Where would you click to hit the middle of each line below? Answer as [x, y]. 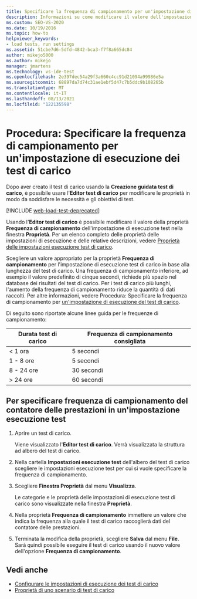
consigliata [130, 341]
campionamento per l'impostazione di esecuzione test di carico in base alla [98, 265]
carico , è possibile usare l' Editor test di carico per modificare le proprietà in [98, 193]
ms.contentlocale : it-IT [36, 93]
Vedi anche [27, 570]
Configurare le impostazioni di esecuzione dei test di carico [86, 584]
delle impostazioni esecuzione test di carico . [60, 247]
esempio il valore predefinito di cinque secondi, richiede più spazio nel [91, 277]
